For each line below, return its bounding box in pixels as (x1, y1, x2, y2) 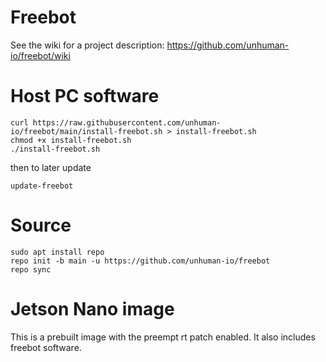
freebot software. (10, 341, 82, 353)
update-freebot (10, 181, 74, 191)
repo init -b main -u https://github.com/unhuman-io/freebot (10, 256, 271, 266)
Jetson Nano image (10, 298, 175, 320)
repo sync (10, 264, 52, 275)
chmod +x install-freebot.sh (10, 135, 132, 145)
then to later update (10, 161, 92, 173)
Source (10, 214, 72, 237)
